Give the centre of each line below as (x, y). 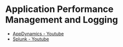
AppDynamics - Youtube (38, 33)
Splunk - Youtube (31, 39)
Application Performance (59, 9)
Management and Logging (62, 20)
